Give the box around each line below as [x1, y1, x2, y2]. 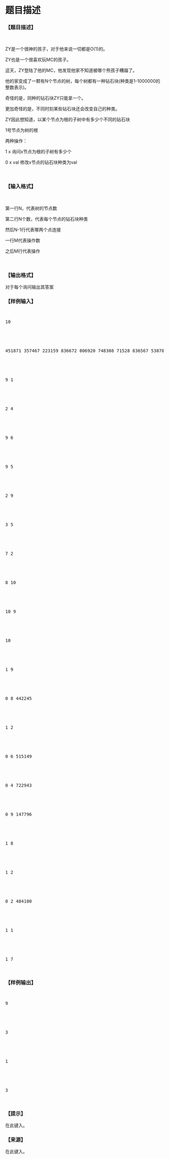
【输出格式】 [5, 272, 37, 279]
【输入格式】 [5, 183, 37, 190]
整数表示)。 [5, 84, 29, 91]
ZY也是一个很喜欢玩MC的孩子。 [5, 56, 71, 63]
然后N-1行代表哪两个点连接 [5, 226, 61, 232]
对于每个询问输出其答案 [5, 284, 54, 290]
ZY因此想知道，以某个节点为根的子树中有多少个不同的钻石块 [5, 116, 130, 122]
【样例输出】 [5, 979, 37, 986]
